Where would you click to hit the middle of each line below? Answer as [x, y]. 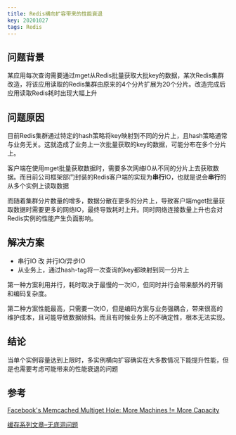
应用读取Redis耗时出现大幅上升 [52, 93]
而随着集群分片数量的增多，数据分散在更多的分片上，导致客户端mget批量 [113, 201]
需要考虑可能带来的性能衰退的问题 [68, 368]
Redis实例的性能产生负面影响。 [52, 218]
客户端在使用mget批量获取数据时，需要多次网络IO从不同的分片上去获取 [110, 168]
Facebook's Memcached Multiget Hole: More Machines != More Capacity [113, 410]
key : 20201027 [28, 20]
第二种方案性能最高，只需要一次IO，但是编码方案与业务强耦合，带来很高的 [115, 308]
